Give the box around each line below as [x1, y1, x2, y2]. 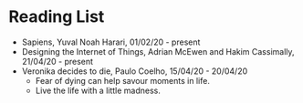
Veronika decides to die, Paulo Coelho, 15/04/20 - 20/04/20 [21, 66, 248, 77]
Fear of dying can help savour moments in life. [35, 75, 211, 86]
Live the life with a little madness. [35, 85, 162, 96]
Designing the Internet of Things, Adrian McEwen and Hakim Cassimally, [21, 46, 295, 57]
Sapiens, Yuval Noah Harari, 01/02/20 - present [21, 36, 201, 47]
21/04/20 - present [21, 56, 93, 67]
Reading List [8, 6, 105, 27]
